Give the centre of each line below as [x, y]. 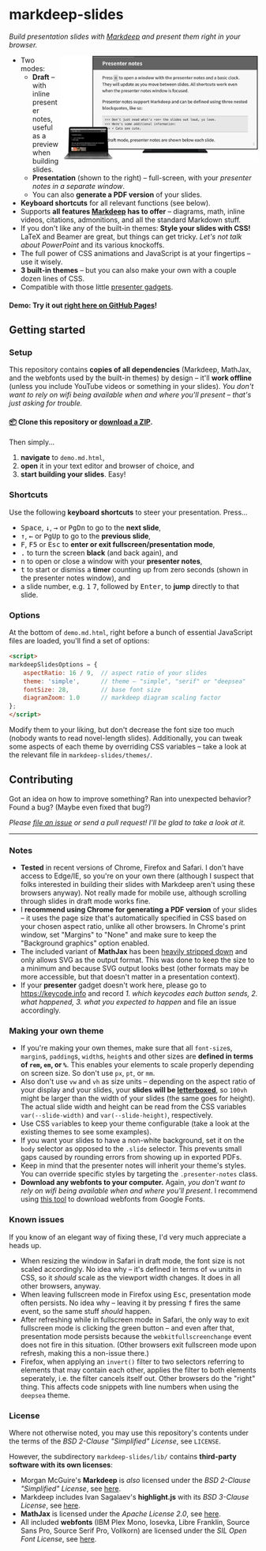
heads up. [25, 1245]
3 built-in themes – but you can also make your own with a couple [128, 270]
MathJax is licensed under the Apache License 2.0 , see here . [121, 1514]
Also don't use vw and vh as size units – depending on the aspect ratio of [138, 1081]
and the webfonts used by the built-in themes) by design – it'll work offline [130, 378]
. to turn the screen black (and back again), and [99, 553]
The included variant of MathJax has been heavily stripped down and [134, 952]
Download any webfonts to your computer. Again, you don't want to [133, 1183]
